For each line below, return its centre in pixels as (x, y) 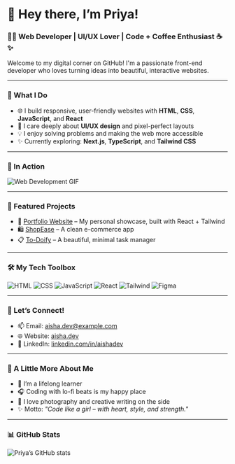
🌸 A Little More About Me (51, 368)
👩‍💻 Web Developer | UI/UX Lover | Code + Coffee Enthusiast (111, 36)
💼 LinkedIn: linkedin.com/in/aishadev (70, 344)
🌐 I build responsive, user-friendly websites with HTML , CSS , (106, 111)
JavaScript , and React (50, 118)
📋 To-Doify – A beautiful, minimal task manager (86, 240)
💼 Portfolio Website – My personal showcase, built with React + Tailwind (121, 222)
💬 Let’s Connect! (36, 310)
